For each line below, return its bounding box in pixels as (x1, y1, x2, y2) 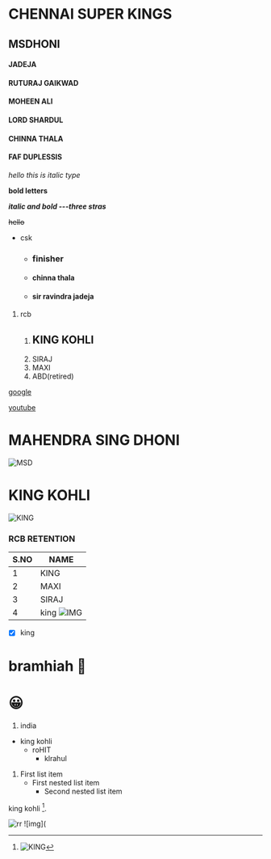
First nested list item (31, 777, 100, 787)
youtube (8, 403, 36, 413)
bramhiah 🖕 (8, 657, 87, 675)
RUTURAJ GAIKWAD (8, 78, 79, 87)
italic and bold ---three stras (8, 201, 106, 211)
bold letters (8, 185, 48, 195)
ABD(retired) (31, 371, 74, 381)
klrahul (44, 753, 67, 763)
